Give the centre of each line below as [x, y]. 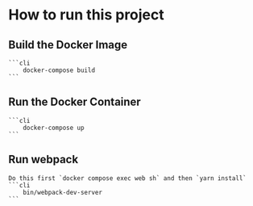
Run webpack [44, 160]
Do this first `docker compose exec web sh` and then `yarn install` [128, 178]
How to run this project [87, 15]
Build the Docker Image [68, 45]
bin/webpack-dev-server [63, 192]
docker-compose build [59, 70]
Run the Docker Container [75, 102]
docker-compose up [54, 128]
